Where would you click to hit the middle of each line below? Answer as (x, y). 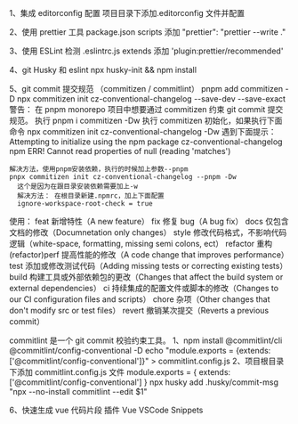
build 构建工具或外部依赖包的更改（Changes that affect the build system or (146, 277)
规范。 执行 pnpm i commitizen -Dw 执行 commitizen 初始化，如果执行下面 (146, 120)
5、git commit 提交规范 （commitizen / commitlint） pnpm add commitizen (146, 89)
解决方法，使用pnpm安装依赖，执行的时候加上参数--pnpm (99, 169)
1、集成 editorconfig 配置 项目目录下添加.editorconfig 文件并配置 (127, 13)
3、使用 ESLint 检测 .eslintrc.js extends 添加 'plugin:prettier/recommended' (146, 51)
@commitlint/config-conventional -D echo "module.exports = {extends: (140, 351)
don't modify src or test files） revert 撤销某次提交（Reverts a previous (139, 310)
